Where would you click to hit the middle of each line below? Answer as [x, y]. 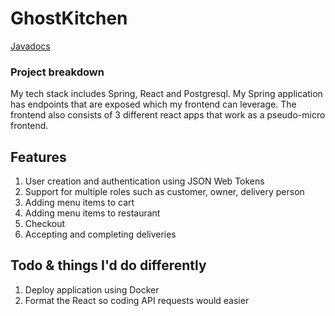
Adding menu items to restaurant [92, 213]
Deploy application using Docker [92, 289]
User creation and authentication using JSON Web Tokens [144, 181]
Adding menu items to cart [79, 203]
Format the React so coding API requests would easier [137, 300]
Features [38, 157]
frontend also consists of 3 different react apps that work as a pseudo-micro [168, 115]
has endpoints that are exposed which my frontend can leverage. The [153, 104]
